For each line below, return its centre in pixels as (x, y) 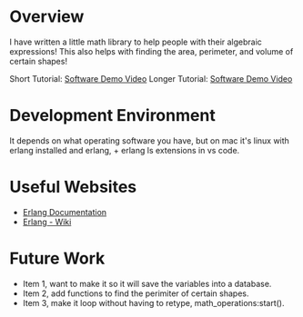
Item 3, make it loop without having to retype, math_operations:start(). (153, 302)
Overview (47, 17)
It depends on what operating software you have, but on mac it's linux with (149, 140)
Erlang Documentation (65, 212)
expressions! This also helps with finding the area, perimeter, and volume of (151, 51)
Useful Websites (73, 187)
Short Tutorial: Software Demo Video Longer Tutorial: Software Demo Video (151, 78)
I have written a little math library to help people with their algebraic (136, 42)
